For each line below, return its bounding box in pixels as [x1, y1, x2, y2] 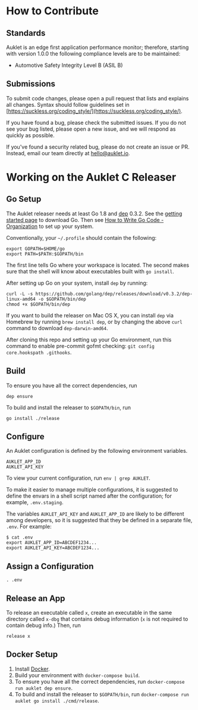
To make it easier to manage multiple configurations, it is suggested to [6, 486, 178, 493]
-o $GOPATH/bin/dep [37, 296, 86, 302]
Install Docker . [14, 665, 50, 672]
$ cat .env [6, 535, 33, 541]
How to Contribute [6, 4, 99, 18]
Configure [6, 431, 45, 442]
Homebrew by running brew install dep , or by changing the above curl [6, 318, 183, 325]
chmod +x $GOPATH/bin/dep [6, 301, 70, 307]
